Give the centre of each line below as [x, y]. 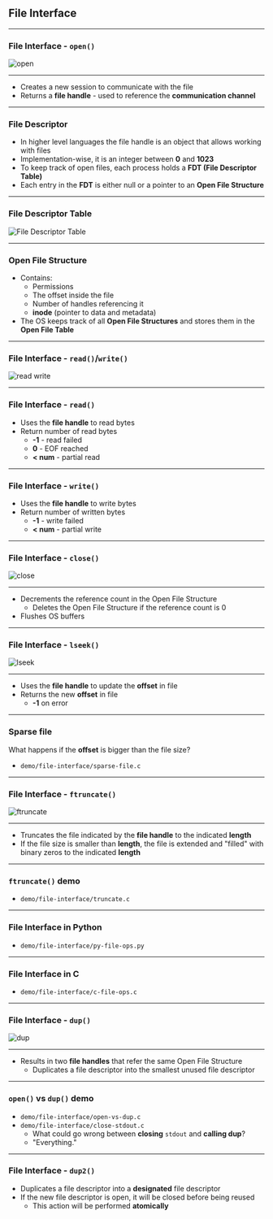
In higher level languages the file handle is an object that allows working [141, 142]
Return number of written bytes [73, 512]
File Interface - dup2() [52, 1171]
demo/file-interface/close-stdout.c [82, 1126]
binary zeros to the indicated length [80, 852]
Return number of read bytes [69, 431]
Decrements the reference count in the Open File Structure [119, 599]
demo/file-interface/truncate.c [75, 900]
